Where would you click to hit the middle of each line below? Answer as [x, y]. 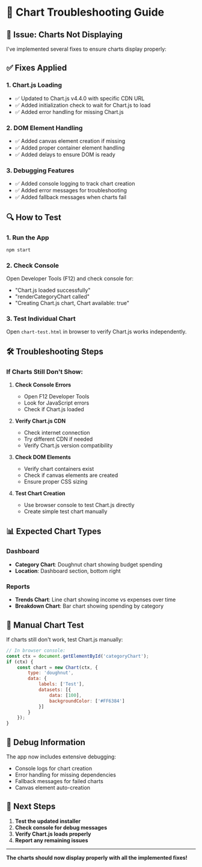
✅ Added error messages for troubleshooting [71, 191]
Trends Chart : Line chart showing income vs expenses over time [95, 600]
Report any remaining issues [51, 840]
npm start [19, 250]
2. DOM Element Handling [44, 128]
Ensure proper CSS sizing [56, 482]
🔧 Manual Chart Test [45, 625]
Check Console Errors [43, 385]
